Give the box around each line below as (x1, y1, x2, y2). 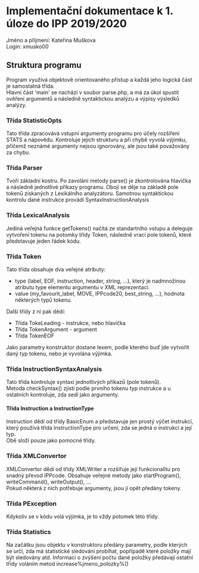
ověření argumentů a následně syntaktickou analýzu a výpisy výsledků (6, 95, 180, 102)
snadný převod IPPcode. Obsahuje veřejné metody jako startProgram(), (6, 472, 182, 479)
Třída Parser (6, 163, 43, 172)
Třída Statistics (6, 528, 51, 536)
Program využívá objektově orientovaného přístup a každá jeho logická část (6, 76, 192, 83)
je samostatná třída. (6, 82, 55, 89)
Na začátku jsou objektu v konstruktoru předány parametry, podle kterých (6, 541, 188, 549)
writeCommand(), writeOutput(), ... (6, 478, 91, 485)
